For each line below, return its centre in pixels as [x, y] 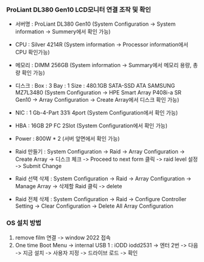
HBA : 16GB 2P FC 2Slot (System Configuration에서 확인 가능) [91, 126]
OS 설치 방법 [24, 223]
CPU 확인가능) [32, 52]
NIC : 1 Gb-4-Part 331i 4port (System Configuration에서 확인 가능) [97, 113]
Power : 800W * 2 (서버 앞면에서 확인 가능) [67, 139]
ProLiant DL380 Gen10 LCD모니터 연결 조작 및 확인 [79, 9]
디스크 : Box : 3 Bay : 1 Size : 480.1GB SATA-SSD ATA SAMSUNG [95, 86]
